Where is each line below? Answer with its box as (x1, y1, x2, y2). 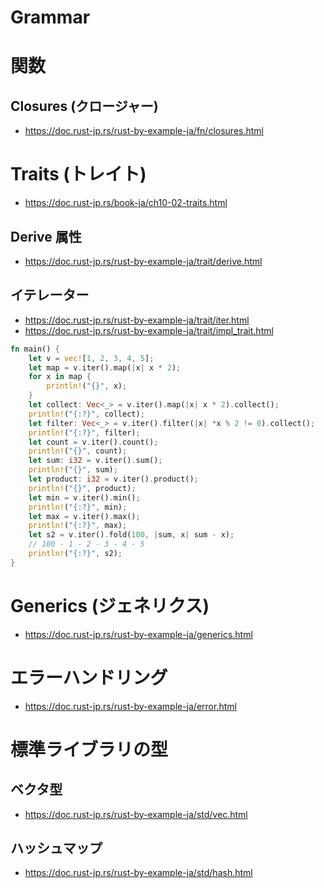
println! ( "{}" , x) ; (46, 381, 128, 391)
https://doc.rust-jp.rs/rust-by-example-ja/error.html (24, 700, 237, 712)
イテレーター (10, 287, 90, 304)
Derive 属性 (10, 228, 82, 245)
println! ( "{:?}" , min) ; (28, 502, 128, 512)
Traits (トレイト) (10, 163, 147, 186)
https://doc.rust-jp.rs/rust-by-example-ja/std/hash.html (24, 867, 253, 879)
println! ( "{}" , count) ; (28, 446, 128, 456)
